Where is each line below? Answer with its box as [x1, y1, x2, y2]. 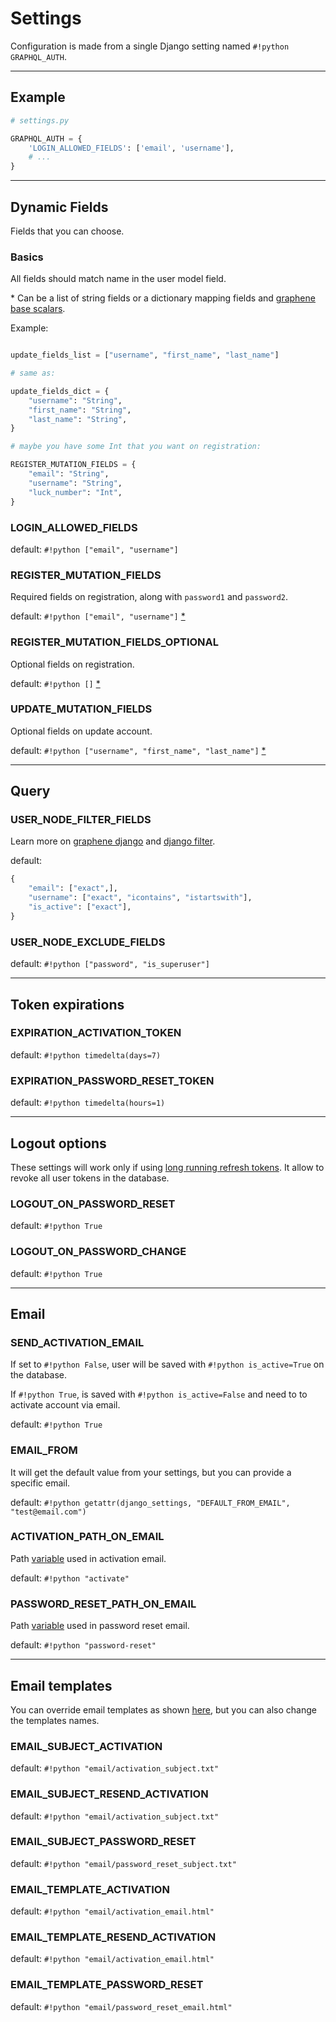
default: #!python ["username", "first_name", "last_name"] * [10, 744, 267, 756]
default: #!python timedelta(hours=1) [10, 1097, 166, 1109]
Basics [10, 250, 44, 264]
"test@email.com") [10, 1507, 87, 1517]
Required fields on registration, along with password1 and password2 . [10, 591, 289, 603]
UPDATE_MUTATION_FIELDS [10, 702, 153, 716]
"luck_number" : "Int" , [28, 487, 123, 497]
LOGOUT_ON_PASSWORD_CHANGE [10, 1245, 187, 1259]
